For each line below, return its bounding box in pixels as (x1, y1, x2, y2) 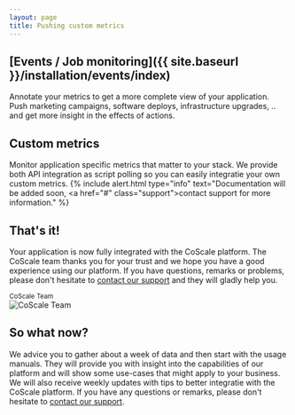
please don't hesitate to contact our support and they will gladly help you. (9, 274, 278, 285)
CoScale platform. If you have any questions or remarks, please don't (9, 387, 262, 397)
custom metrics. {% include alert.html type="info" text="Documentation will (9, 178, 286, 189)
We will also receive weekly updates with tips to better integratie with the (9, 377, 276, 388)
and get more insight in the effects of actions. (9, 110, 175, 121)
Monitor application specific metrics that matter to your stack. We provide (9, 160, 278, 170)
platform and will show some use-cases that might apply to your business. (9, 367, 281, 378)
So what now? (9, 325, 89, 341)
